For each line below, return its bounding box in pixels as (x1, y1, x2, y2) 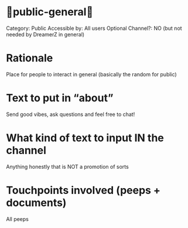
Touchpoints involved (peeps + (6, 183, 161, 197)
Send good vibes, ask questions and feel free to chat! (6, 111, 135, 118)
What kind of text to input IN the (6, 131, 164, 144)
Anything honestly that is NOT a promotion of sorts (6, 163, 129, 170)
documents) (6, 196, 67, 209)
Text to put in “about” (6, 91, 114, 105)
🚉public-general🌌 (6, 5, 94, 19)
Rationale (6, 52, 53, 65)
